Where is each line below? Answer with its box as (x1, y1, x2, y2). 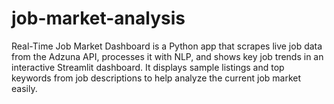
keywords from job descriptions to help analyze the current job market (11, 72, 302, 84)
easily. (11, 82, 38, 94)
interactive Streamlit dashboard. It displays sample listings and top (11, 61, 285, 73)
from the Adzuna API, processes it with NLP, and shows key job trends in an (11, 50, 324, 62)
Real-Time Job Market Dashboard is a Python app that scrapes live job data (11, 40, 323, 52)
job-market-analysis (11, 7, 186, 30)
